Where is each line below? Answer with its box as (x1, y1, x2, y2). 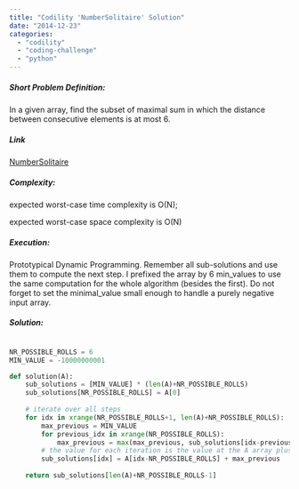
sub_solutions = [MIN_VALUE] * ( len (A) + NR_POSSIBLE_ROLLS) (25, 380, 249, 389)
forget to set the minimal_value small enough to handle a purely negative (9, 287, 274, 298)
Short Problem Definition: (9, 82, 106, 92)
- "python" (17, 54, 58, 63)
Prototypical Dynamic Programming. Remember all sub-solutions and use (9, 259, 279, 269)
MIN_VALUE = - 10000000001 (9, 356, 105, 365)
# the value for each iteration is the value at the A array (41, 446, 273, 455)
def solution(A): (9, 372, 74, 381)
